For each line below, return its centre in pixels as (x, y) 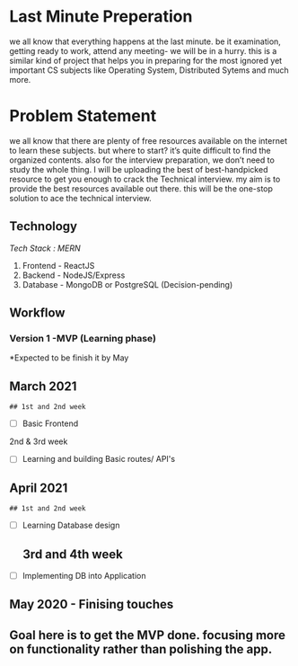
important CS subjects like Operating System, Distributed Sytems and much (149, 70)
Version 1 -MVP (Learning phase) (83, 338)
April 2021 (39, 488)
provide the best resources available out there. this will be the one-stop (141, 188)
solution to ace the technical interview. (80, 198)
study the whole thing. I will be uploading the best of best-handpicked (139, 169)
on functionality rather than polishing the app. (141, 649)
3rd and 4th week (72, 554)
